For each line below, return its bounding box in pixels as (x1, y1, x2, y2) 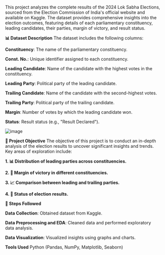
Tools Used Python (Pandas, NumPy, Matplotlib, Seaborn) (5, 244, 124, 250)
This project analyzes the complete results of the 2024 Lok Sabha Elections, (5, 4, 161, 10)
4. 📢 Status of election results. (5, 191, 69, 197)
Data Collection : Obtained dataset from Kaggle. (5, 210, 103, 216)
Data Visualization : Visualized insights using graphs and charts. (5, 235, 136, 240)
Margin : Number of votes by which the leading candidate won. (5, 109, 133, 115)
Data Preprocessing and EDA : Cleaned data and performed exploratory (5, 220, 152, 225)
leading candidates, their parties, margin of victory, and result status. (5, 25, 146, 31)
